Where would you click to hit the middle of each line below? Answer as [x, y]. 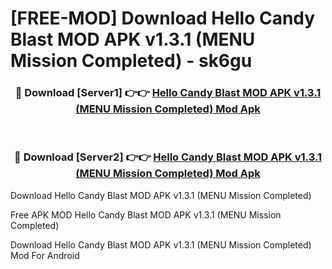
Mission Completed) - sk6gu [131, 61]
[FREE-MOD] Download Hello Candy [163, 18]
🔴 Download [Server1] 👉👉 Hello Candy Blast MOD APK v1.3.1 [168, 93]
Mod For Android [45, 255]
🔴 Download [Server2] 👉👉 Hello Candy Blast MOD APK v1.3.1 [168, 157]
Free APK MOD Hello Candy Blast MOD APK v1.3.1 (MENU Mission [146, 214]
